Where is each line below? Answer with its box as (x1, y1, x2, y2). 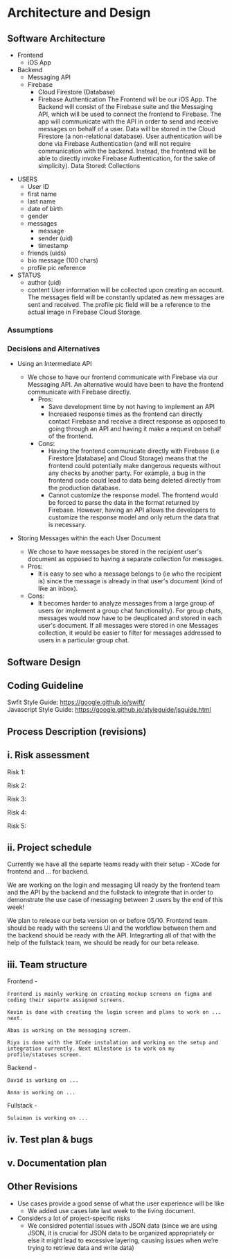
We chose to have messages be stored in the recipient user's (27, 547, 202, 556)
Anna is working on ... (7, 1089, 76, 1097)
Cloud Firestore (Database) (37, 88, 116, 96)
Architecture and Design (7, 5, 151, 21)
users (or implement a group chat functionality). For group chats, (37, 606, 223, 615)
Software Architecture (7, 33, 106, 44)
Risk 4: (7, 808, 27, 817)
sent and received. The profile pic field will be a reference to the (27, 301, 211, 308)
